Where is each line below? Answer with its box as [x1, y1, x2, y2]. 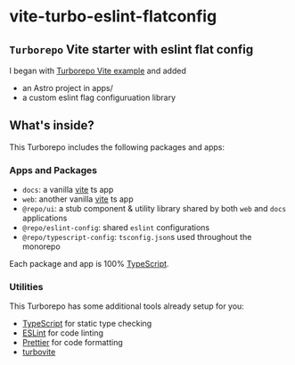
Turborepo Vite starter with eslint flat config [9, 42, 254, 57]
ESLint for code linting [21, 328, 104, 338]
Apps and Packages [9, 163, 98, 176]
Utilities [9, 281, 44, 294]
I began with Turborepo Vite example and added [9, 65, 187, 76]
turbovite [21, 346, 56, 358]
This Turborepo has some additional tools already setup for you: [9, 301, 245, 311]
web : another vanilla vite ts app [21, 194, 134, 204]
